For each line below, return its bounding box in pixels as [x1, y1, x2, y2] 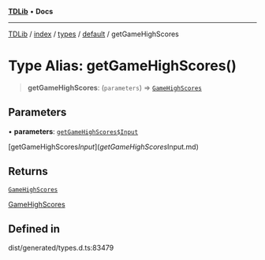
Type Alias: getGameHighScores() [8, 57, 237, 75]
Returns [8, 165, 49, 178]
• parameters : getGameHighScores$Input [8, 126, 139, 136]
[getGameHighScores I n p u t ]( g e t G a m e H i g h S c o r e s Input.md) [8, 142, 200, 151]
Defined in [8, 222, 61, 236]
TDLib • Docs [8, 7, 54, 16]
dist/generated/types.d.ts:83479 [8, 243, 114, 253]
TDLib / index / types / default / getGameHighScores [8, 29, 180, 39]
